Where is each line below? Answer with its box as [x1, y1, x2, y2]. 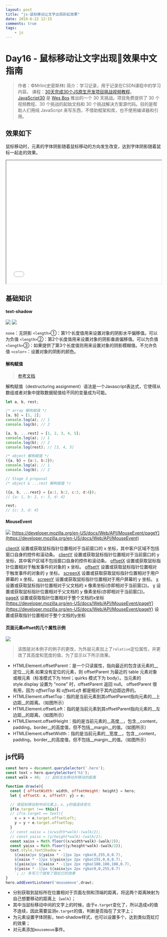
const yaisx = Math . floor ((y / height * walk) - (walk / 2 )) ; [10, 843, 123, 848]
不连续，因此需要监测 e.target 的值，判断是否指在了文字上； [12, 908, 134, 914]
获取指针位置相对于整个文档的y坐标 [14, 613, 86, 619]
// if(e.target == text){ [10, 811, 64, 816]
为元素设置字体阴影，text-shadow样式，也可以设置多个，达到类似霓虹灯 [12, 914, 160, 920]
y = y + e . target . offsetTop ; [14, 820, 74, 825]
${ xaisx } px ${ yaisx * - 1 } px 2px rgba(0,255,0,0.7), [14, 853, 123, 858]
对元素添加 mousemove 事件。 [12, 927, 68, 933]
